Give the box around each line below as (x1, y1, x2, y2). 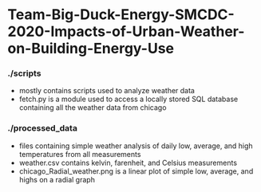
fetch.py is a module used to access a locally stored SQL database (18, 94, 239, 104)
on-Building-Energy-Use (7, 40, 175, 57)
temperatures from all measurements (18, 149, 141, 159)
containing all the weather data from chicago (18, 103, 167, 112)
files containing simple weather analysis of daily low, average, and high (18, 141, 253, 151)
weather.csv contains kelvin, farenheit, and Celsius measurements (18, 158, 237, 167)
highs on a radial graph (18, 174, 95, 184)
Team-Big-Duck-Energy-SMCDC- (7, 6, 235, 24)
